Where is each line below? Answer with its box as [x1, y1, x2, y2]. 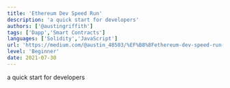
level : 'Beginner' [7, 48, 60, 55]
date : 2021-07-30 [7, 55, 57, 61]
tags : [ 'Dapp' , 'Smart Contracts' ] [7, 29, 106, 36]
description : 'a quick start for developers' [7, 16, 139, 23]
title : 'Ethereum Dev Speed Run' [7, 10, 103, 17]
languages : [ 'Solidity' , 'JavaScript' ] [7, 35, 118, 42]
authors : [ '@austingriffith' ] [7, 23, 94, 29]
